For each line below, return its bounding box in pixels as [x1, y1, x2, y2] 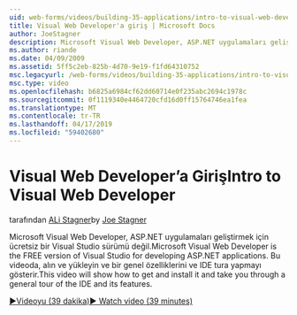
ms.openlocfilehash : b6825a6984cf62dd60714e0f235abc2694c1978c [9, 87, 247, 96]
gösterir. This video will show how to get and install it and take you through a [9, 269, 286, 280]
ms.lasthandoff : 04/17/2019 [9, 120, 113, 129]
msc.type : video [9, 79, 69, 88]
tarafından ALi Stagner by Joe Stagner [9, 214, 148, 225]
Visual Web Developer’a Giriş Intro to [9, 166, 281, 187]
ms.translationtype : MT [9, 104, 97, 112]
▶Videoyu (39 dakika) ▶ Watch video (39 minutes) [9, 296, 193, 306]
